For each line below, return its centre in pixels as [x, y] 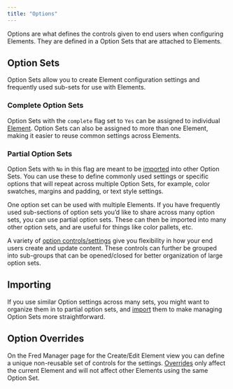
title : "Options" [33, 14]
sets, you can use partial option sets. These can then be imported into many [117, 220]
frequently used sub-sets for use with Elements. [77, 87]
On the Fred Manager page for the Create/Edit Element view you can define [116, 355]
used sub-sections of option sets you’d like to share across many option [111, 212]
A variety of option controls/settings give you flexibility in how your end [110, 241]
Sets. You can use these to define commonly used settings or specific [108, 176]
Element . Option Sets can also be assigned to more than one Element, [108, 128]
